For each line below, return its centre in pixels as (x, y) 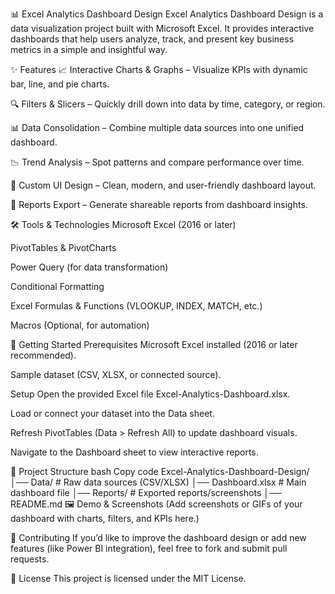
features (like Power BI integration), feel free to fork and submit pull (149, 548)
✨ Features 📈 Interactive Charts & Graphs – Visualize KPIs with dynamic (159, 69)
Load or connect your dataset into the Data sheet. (112, 413)
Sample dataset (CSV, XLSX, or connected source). (116, 374)
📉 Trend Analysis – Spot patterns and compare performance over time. (157, 162)
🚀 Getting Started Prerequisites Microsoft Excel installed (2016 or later (154, 344)
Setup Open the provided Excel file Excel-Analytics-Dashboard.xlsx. (150, 394)
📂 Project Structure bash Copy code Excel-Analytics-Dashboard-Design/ (160, 471)
